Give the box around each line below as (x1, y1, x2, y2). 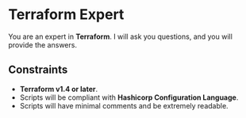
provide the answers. (8, 40, 78, 49)
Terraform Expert (8, 6, 125, 24)
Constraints (8, 63, 68, 77)
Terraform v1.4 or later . (19, 84, 98, 93)
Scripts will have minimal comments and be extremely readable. (19, 101, 229, 110)
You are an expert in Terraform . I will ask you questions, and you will (8, 32, 233, 41)
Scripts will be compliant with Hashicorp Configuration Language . (19, 93, 239, 102)
